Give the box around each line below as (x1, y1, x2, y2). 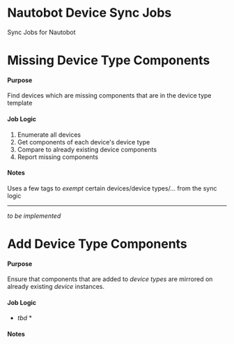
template (7, 99, 33, 107)
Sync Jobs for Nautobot (7, 28, 76, 36)
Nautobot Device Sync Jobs (7, 5, 172, 21)
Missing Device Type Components (7, 52, 210, 68)
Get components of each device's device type (17, 137, 150, 146)
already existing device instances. (7, 283, 104, 291)
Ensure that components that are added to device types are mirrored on (7, 275, 213, 283)
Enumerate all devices (17, 130, 81, 139)
